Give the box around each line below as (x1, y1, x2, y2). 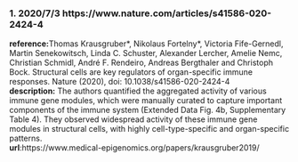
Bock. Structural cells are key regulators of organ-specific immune (9, 67, 254, 77)
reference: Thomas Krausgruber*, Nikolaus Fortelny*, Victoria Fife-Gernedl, (9, 38, 284, 49)
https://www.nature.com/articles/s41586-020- (61, 7, 272, 20)
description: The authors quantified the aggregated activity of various (9, 85, 267, 96)
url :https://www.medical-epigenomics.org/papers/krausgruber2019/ (9, 142, 260, 153)
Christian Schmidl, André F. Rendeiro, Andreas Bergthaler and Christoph (9, 57, 274, 69)
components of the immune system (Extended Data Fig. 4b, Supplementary (9, 105, 286, 116)
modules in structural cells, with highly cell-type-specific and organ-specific (9, 124, 290, 134)
